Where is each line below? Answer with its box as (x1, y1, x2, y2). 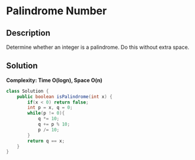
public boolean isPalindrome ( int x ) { (17, 93, 113, 99)
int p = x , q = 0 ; (27, 105, 73, 111)
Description (6, 28, 50, 38)
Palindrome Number (6, 4, 107, 18)
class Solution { (6, 88, 49, 94)
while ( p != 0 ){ (27, 110, 65, 117)
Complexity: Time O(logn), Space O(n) (6, 76, 103, 84)
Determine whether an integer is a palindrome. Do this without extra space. (6, 43, 190, 51)
